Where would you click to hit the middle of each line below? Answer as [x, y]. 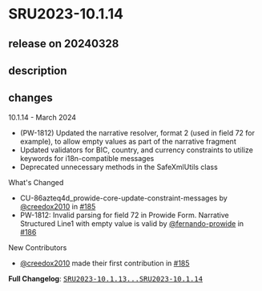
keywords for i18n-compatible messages [87, 158]
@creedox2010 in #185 [58, 206]
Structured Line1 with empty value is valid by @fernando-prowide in [132, 223]
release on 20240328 [64, 44]
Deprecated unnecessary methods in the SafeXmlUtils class [119, 167]
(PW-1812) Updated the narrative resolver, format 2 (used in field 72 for [137, 132]
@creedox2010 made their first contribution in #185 [105, 263]
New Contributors [38, 247]
